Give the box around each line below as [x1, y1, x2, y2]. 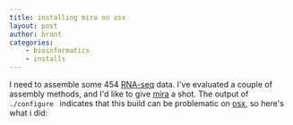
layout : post [9, 21, 58, 30]
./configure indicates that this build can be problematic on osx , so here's [9, 98, 285, 108]
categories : [9, 37, 54, 47]
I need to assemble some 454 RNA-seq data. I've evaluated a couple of [9, 79, 273, 89]
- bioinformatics [25, 46, 90, 55]
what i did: [9, 108, 48, 118]
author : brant [9, 29, 63, 38]
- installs [25, 54, 66, 63]
